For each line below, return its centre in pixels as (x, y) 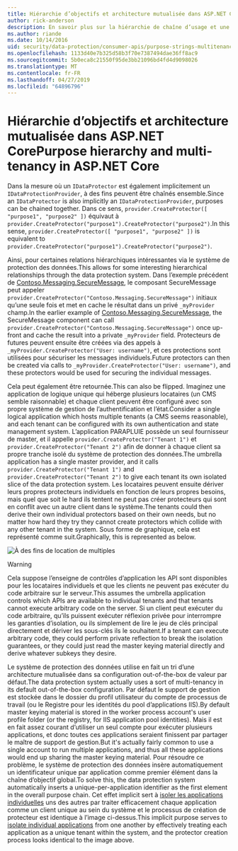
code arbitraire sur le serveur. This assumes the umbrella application (107, 593)
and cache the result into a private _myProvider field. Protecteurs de (122, 335)
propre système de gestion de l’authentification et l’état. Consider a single (114, 409)
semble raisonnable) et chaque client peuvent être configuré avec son (110, 401)
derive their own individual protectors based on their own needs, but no (112, 515)
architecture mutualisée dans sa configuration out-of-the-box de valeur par (117, 675)
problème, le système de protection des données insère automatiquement (115, 765)
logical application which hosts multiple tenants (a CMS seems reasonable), (118, 417)
